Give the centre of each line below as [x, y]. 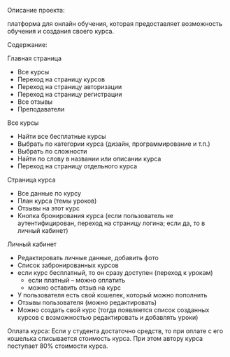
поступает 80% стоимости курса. [58, 346]
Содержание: [27, 45]
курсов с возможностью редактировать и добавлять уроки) [108, 317]
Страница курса [31, 180]
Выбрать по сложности [52, 151]
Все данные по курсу [49, 193]
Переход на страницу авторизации [70, 87]
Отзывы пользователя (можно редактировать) [87, 302]
